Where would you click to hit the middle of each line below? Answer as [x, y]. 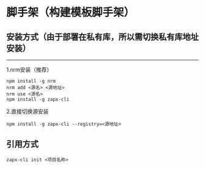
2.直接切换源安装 [27, 111]
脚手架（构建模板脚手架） [71, 12]
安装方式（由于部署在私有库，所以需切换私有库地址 [103, 37]
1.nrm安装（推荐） [29, 70]
